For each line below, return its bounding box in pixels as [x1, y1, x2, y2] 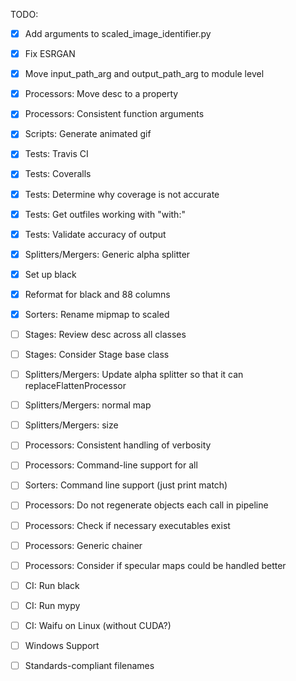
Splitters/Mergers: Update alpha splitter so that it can [24, 369, 244, 381]
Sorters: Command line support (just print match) [24, 479, 228, 491]
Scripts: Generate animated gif [24, 128, 152, 140]
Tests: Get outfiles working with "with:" [24, 208, 186, 220]
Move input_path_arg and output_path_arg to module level [24, 68, 265, 80]
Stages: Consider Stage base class [24, 349, 170, 360]
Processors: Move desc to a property [24, 88, 179, 100]
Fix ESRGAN [24, 48, 76, 60]
